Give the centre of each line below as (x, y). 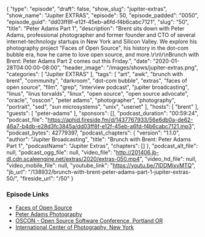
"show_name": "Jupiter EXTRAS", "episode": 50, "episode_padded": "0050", (102, 15)
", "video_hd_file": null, (168, 159)
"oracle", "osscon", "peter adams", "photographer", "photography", (91, 100)
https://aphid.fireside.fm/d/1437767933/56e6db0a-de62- (120, 120)
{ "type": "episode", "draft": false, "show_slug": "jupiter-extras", (87, 9)
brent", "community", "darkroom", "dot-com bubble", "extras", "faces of (97, 80)
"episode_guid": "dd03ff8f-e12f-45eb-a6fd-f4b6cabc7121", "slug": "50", (98, 22)
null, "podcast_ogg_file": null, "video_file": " (61, 152)
